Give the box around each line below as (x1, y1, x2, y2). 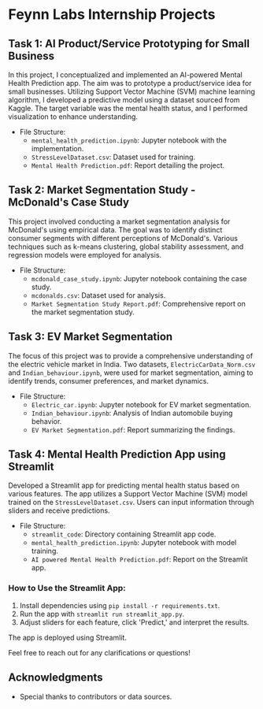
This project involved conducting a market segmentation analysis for (8, 217, 231, 226)
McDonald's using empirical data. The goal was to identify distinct (8, 225, 223, 234)
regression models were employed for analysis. (8, 250, 162, 259)
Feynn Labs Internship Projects (8, 6, 216, 24)
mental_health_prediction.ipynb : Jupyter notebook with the (31, 135, 227, 145)
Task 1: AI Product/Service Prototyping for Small (8, 37, 250, 50)
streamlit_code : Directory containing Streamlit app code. (31, 529, 217, 539)
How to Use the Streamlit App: (8, 583, 126, 594)
